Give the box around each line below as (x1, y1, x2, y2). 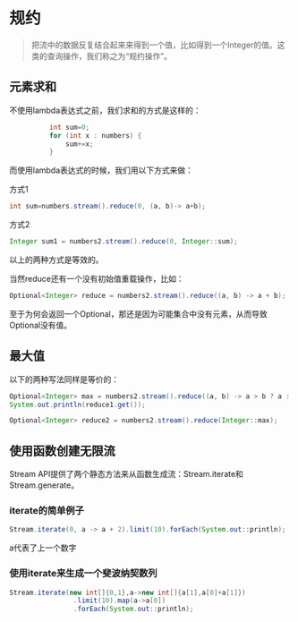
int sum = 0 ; (48, 123, 90, 132)
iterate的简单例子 (9, 505, 85, 517)
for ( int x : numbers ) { (48, 131, 142, 140)
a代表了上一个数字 (9, 542, 77, 553)
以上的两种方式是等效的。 (9, 254, 104, 265)
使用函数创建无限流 (9, 443, 115, 458)
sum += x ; (65, 140, 94, 149)
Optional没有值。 (9, 320, 72, 330)
